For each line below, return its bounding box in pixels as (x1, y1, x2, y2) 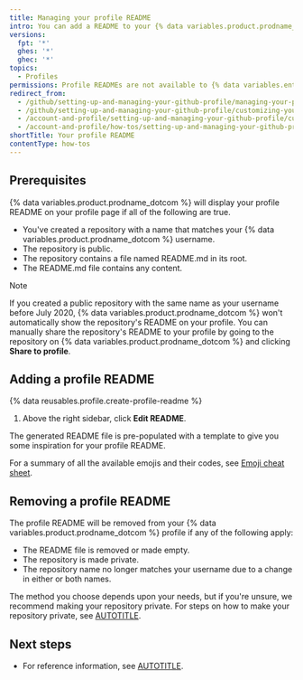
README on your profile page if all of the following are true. (9, 206, 232, 217)
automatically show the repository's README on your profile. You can (9, 316, 269, 327)
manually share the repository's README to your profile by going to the (9, 326, 275, 337)
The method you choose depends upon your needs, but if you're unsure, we (9, 591, 293, 602)
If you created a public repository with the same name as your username (9, 297, 280, 308)
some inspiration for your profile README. (9, 440, 167, 451)
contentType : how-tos (9, 139, 91, 148)
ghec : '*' (17, 55, 54, 64)
